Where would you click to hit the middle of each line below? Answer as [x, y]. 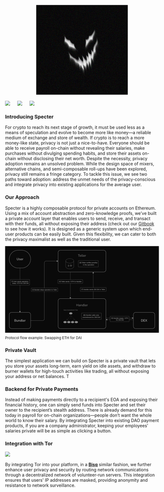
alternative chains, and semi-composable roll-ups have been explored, [76, 169]
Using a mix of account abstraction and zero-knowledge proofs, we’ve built [81, 213]
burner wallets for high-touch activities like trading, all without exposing [77, 371]
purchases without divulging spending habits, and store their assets [73, 153]
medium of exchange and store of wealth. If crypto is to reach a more [75, 138]
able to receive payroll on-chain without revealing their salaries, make [75, 148]
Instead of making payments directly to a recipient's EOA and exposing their [82, 400]
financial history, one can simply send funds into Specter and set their [75, 405]
